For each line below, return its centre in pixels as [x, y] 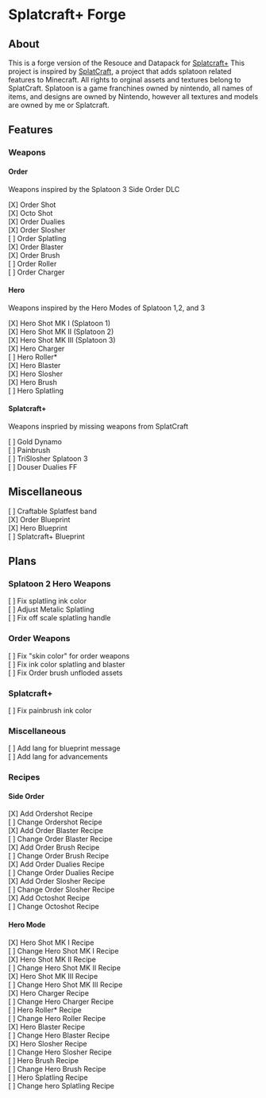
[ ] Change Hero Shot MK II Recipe [65, 967]
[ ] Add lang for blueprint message [64, 748]
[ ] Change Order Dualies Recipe [61, 873]
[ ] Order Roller [33, 263]
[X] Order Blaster [36, 247]
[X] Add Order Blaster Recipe [56, 831]
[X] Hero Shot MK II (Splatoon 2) [61, 332]
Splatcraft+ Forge [67, 15]
